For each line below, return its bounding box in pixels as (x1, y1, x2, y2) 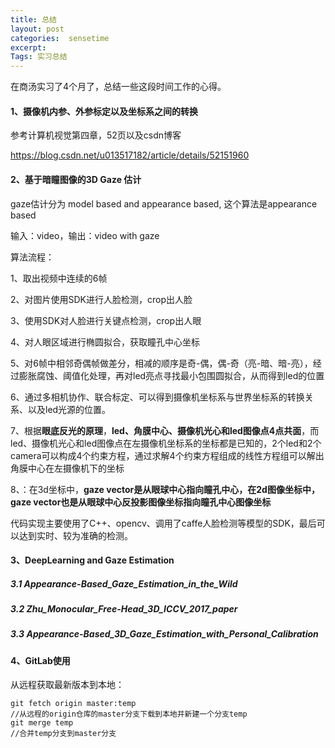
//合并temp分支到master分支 (10, 729, 117, 739)
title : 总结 (10, 14, 57, 25)
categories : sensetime (10, 33, 110, 43)
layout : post (10, 24, 65, 34)
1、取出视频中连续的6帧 (10, 272, 108, 284)
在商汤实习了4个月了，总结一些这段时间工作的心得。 (10, 81, 227, 93)
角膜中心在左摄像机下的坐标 (10, 462, 125, 474)
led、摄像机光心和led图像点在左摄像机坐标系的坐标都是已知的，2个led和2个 (10, 437, 322, 449)
